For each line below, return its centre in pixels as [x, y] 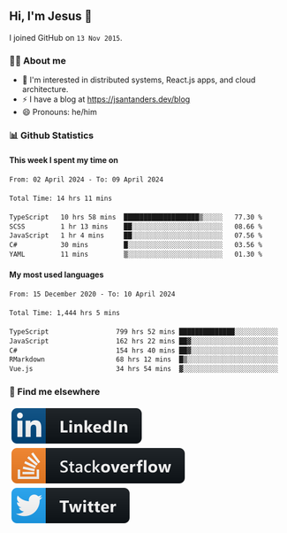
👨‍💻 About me [38, 60]
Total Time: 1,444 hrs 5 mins [65, 313]
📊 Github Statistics [52, 135]
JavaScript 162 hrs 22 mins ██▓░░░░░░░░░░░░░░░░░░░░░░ [143, 341]
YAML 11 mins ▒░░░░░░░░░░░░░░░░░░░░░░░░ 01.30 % [136, 255]
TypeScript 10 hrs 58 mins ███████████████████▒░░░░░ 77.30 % [136, 217]
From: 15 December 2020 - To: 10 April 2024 [92, 294]
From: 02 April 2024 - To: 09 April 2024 [87, 180]
